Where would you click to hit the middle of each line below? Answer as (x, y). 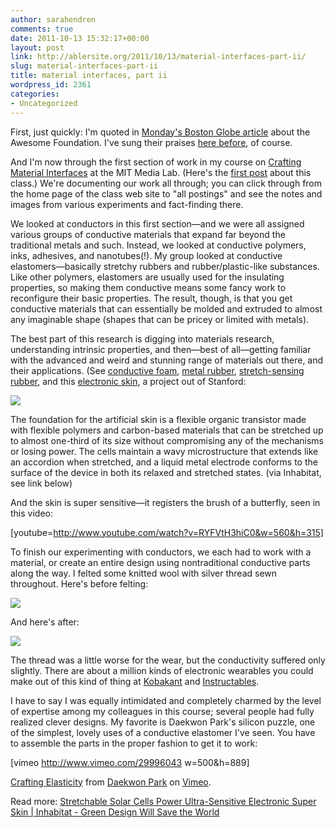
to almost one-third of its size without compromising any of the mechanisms (167, 440)
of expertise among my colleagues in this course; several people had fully (162, 711)
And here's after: (45, 622)
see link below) (41, 483)
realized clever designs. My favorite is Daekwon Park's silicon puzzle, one (163, 722)
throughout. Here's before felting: (79, 583)
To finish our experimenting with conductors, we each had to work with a (161, 552)
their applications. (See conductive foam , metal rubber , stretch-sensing (157, 370)
